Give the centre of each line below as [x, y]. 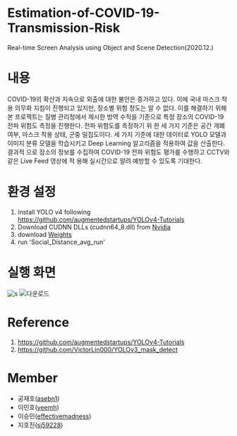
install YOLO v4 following [54, 212]
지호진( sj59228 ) [40, 425]
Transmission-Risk [64, 28]
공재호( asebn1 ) [38, 398]
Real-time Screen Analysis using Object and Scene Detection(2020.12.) [110, 47]
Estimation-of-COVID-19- [84, 13]
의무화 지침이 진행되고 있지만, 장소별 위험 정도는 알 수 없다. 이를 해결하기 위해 [121, 108]
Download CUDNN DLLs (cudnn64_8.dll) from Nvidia [94, 226]
